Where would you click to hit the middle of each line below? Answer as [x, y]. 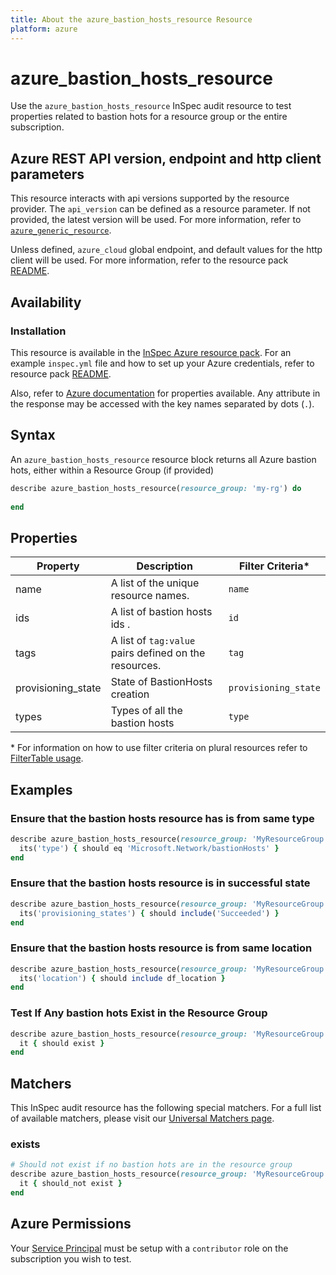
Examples [41, 789]
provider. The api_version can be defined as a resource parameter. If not [160, 209]
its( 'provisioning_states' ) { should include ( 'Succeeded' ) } [149, 913]
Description [164, 566]
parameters [47, 174]
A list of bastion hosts [161, 612]
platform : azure [44, 29]
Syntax [33, 435]
